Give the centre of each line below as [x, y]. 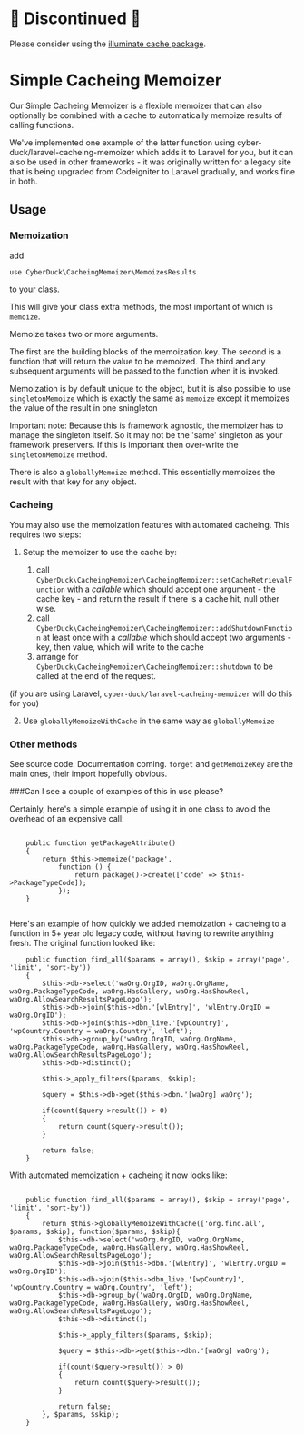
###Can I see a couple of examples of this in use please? [117, 792]
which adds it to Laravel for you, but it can [215, 152]
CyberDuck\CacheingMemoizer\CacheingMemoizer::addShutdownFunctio [164, 628]
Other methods [44, 744]
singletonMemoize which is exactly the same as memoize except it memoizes [150, 398]
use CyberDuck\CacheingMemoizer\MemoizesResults [103, 272]
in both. [24, 181]
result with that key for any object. [74, 482]
